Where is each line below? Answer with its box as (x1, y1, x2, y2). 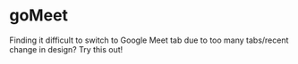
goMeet (9, 5, 69, 26)
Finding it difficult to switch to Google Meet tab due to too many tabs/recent (9, 35, 289, 45)
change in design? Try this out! (9, 44, 123, 54)
